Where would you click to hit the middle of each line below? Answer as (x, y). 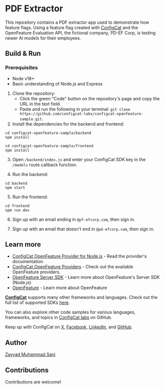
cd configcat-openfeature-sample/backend (48, 133)
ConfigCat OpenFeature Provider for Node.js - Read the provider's (79, 256)
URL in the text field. (40, 104)
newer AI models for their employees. (43, 38)
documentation (28, 261)
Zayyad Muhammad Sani (30, 354)
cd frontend (17, 206)
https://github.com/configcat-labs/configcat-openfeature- (82, 114)
